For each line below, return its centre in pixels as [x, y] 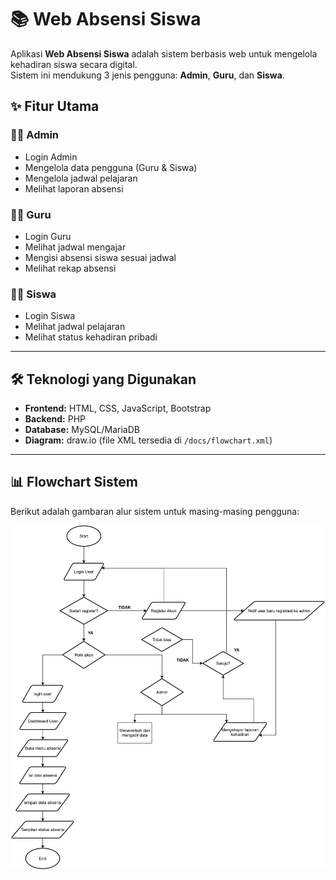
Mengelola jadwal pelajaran [81, 178]
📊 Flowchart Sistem [74, 482]
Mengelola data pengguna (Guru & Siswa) [111, 167]
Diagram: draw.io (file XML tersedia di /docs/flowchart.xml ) [148, 440]
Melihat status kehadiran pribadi [91, 337]
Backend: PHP [55, 419]
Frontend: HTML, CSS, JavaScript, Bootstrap [118, 408]
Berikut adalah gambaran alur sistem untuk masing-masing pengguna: [155, 511]
